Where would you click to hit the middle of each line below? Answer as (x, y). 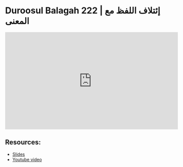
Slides (18, 154)
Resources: (23, 143)
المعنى (17, 21)
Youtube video (27, 159)
